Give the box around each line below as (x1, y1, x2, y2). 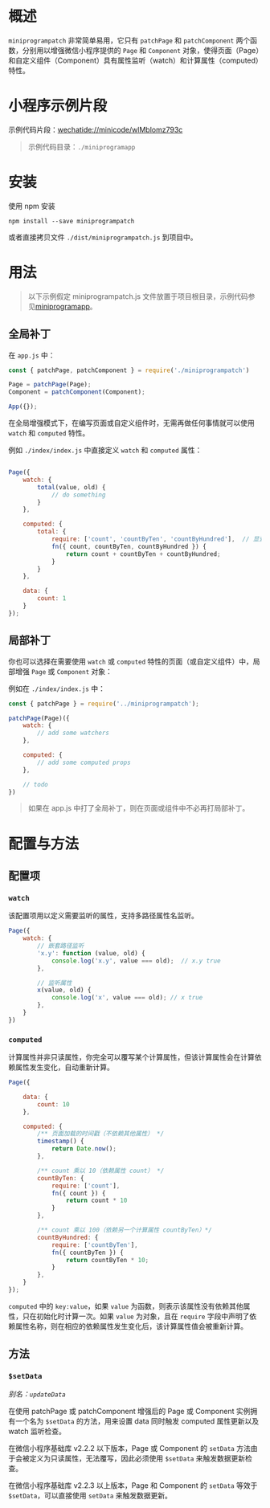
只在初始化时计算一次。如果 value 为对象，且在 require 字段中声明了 (22, 1311, 250, 1321)
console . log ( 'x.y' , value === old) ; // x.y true (51, 957, 221, 965)
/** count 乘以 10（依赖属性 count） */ (37, 1167, 165, 1175)
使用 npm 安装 (8, 201, 55, 210)
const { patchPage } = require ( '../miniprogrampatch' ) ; (8, 700, 199, 708)
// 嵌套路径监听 (37, 942, 84, 950)
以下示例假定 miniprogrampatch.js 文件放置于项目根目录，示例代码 (27, 291, 249, 301)
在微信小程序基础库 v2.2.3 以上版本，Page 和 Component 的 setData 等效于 (8, 1480, 258, 1490)
